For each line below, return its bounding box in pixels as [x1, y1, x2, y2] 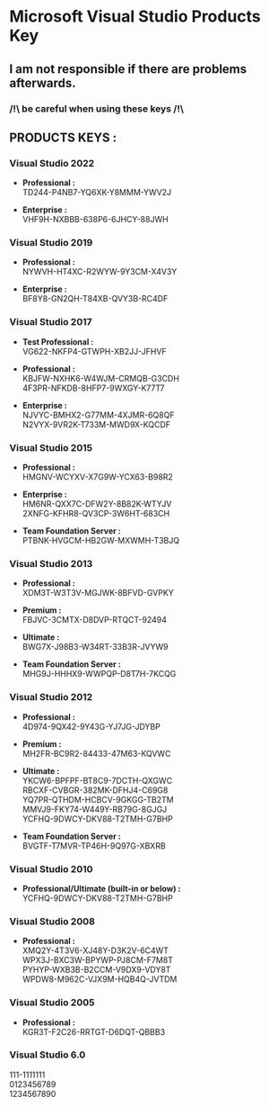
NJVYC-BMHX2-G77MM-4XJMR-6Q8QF [22, 409, 175, 420]
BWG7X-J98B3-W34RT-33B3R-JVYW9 [22, 642, 169, 652]
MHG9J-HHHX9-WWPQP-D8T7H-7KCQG [22, 669, 177, 679]
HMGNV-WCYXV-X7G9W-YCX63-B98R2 [22, 472, 173, 482]
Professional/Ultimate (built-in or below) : [22, 883, 181, 894]
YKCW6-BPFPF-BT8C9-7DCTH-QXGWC [22, 775, 173, 786]
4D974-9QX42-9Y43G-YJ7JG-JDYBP [22, 721, 161, 732]
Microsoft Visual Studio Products [9, 6, 262, 27]
